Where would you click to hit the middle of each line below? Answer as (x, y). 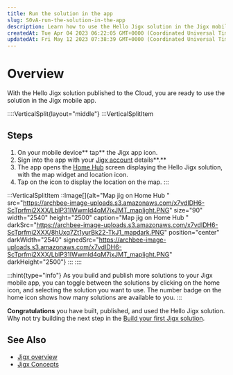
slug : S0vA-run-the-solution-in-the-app (67, 20)
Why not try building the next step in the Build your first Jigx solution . (106, 318)
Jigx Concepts (38, 364)
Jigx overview (37, 357)
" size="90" (186, 210)
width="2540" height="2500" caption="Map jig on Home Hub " (98, 217)
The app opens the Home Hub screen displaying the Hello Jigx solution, (120, 167)
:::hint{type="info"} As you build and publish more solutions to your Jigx (110, 275)
